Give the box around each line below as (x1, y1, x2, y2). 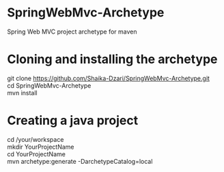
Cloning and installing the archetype (7, 51, 218, 67)
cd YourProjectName (7, 149, 66, 158)
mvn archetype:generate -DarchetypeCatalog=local (7, 157, 153, 165)
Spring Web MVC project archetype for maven (7, 27, 138, 36)
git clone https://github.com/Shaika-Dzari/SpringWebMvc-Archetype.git (7, 74, 210, 82)
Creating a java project (7, 113, 139, 128)
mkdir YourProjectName (7, 143, 74, 151)
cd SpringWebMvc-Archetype (7, 81, 92, 90)
